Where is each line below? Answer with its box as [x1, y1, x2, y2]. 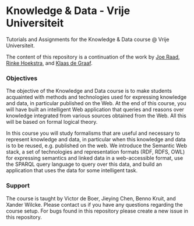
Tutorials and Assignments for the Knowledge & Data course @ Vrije [6, 36, 170, 43]
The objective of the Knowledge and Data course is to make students [6, 88, 172, 95]
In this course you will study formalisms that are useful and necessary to [6, 130, 180, 137]
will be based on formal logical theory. [6, 119, 98, 126]
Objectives [6, 74, 38, 82]
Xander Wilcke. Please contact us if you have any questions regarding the [6, 201, 184, 208]
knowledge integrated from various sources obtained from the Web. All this [6, 112, 186, 119]
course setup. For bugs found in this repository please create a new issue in [6, 207, 188, 214]
